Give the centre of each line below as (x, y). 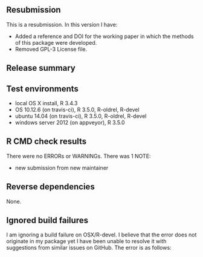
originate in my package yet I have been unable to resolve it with (86, 241)
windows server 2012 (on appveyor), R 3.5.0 (70, 123)
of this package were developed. (56, 42)
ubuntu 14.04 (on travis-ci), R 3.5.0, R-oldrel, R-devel (81, 116)
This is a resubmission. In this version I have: (62, 24)
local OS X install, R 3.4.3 (46, 103)
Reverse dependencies (50, 187)
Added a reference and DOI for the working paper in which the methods (105, 36)
